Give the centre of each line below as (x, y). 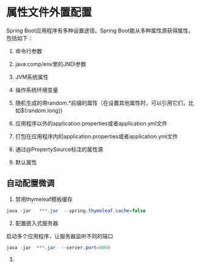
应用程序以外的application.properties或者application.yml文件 (91, 123)
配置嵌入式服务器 (37, 223)
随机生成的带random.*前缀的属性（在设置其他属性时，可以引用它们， (102, 103)
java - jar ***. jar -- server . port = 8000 (59, 247)
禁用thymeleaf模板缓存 (44, 199)
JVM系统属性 (32, 77)
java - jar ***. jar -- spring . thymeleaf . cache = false (76, 211)
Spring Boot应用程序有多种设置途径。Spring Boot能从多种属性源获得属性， (100, 30)
